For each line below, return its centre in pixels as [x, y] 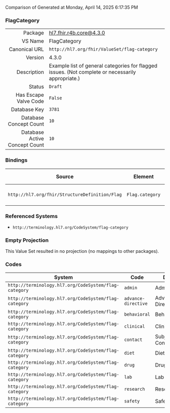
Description [30, 72]
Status [36, 87]
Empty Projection [27, 240]
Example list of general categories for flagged [103, 66]
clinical [134, 327]
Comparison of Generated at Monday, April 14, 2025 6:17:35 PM [72, 7]
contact [133, 340]
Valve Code [31, 101]
